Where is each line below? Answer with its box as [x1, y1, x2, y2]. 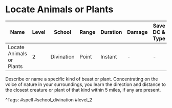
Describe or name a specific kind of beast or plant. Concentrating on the [5, 76, 158, 82]
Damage [127, 28, 148, 35]
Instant [100, 53, 117, 60]
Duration [100, 28, 122, 35]
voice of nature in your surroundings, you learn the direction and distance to [5, 81, 166, 88]
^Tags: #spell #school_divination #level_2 [5, 96, 93, 103]
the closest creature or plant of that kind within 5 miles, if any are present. [5, 87, 161, 93]
